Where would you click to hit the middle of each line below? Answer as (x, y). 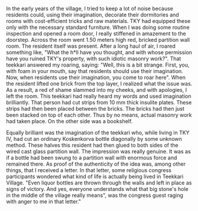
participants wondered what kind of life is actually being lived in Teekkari (95, 177)
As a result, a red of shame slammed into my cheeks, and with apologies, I (97, 90)
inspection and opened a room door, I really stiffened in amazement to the (96, 34)
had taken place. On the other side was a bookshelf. (69, 121)
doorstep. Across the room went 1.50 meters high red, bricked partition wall (98, 40)
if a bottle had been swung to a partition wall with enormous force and (92, 158)
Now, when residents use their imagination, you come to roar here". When (96, 77)
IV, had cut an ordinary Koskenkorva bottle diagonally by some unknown (94, 139)
